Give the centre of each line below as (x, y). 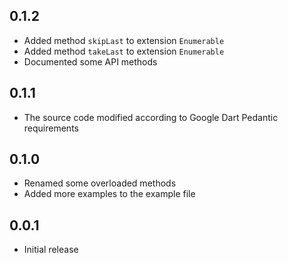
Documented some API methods (90, 61)
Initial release (51, 250)
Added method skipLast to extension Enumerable (124, 40)
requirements (51, 128)
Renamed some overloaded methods (100, 183)
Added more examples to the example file (109, 194)
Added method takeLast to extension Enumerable (124, 51)
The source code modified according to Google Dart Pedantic (151, 117)
